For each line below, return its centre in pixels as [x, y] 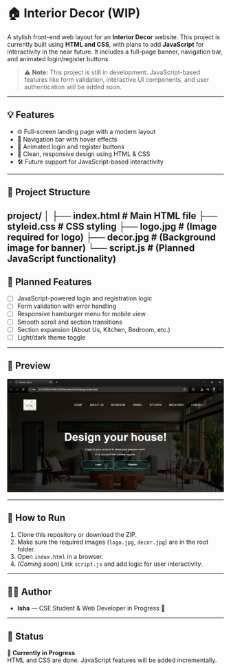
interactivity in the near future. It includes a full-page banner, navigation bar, [115, 52]
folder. [26, 549]
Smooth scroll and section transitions [69, 322]
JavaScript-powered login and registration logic [85, 298]
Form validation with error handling [67, 306]
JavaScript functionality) [62, 258]
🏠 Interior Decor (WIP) [74, 13]
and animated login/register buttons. [58, 58]
